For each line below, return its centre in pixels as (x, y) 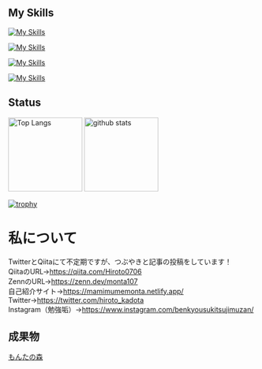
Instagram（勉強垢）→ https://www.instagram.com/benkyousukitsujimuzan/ (131, 309)
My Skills (31, 13)
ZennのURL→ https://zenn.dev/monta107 (73, 281)
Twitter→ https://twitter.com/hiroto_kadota (76, 300)
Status (25, 103)
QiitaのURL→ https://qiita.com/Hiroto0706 (75, 271)
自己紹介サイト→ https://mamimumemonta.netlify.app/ (96, 291)
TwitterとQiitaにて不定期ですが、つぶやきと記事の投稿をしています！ (120, 261)
